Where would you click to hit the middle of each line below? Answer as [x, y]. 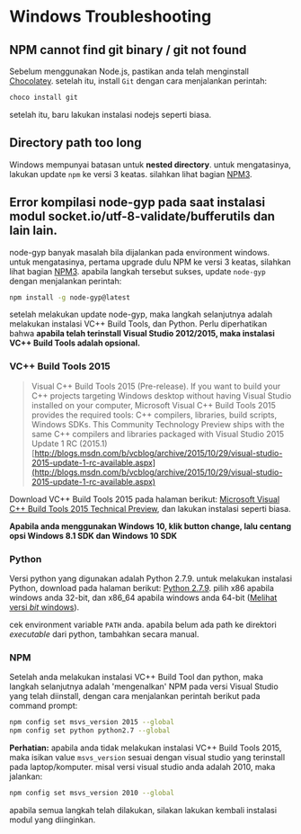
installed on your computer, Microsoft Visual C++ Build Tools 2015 [153, 405]
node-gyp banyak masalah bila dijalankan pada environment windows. [140, 252]
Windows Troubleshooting [111, 17]
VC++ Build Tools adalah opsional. [75, 343]
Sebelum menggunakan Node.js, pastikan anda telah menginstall [129, 71]
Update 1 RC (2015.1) [69, 444]
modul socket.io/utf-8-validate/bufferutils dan [142, 216]
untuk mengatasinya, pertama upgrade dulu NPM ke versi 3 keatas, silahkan [150, 262]
